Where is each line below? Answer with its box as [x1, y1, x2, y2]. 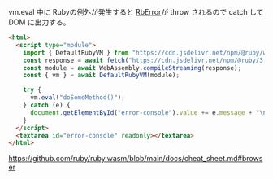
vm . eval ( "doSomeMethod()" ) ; [29, 94, 126, 102]
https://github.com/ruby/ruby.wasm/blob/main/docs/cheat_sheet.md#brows [8, 154, 263, 164]
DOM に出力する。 [8, 17, 71, 27]
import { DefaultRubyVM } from [23, 48, 129, 57]
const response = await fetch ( [23, 56, 129, 64]
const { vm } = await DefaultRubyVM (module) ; [23, 72, 180, 80]
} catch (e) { [23, 101, 71, 109]
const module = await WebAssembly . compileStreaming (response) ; [23, 63, 242, 72]
